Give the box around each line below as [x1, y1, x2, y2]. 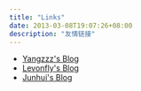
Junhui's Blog [21, 72, 73, 83]
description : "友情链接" [9, 29, 96, 38]
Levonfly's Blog [21, 63, 80, 73]
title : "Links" [9, 12, 66, 22]
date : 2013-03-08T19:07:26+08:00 [9, 21, 133, 30]
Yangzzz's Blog [21, 54, 80, 64]
